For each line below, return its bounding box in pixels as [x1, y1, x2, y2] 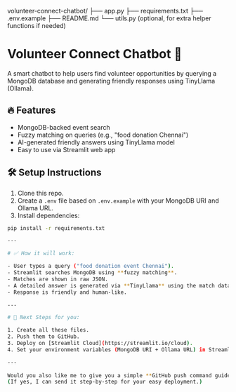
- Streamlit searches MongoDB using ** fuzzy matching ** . [7, 269, 178, 276]
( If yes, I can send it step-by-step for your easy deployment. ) [7, 379, 202, 386]
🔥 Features [7, 104, 56, 116]
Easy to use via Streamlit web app [17, 145, 116, 154]
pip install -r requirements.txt [7, 224, 105, 231]
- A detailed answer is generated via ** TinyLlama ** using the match [7, 282, 216, 289]
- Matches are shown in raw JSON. [7, 276, 109, 283]
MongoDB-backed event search [17, 123, 110, 131]
